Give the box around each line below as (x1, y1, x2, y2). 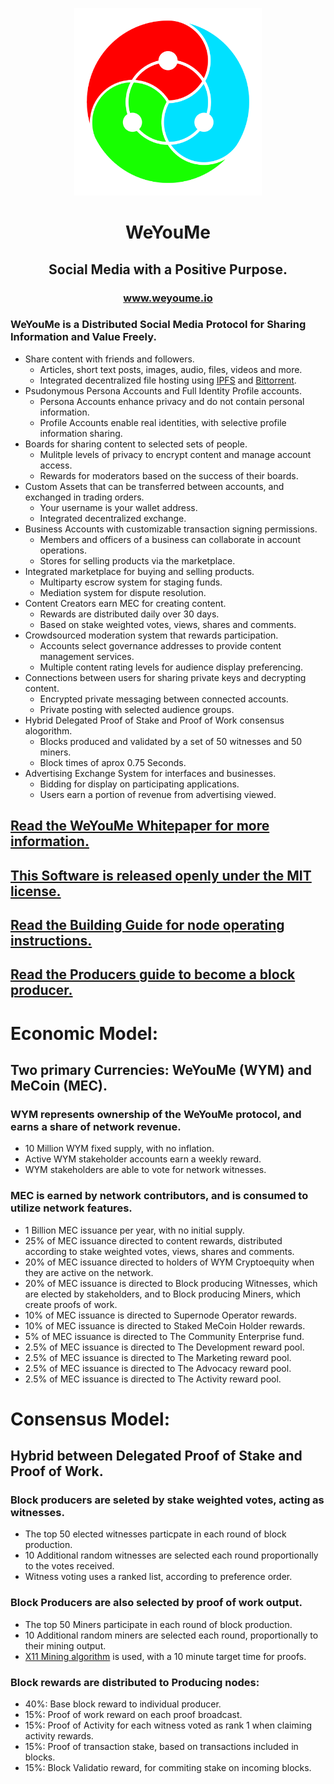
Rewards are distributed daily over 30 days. (39, 608, 220, 620)
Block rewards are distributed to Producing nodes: (10, 1675, 260, 1689)
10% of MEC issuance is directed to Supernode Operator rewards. (24, 1309, 297, 1321)
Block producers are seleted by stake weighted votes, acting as (10, 1493, 325, 1507)
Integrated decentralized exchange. (39, 512, 187, 524)
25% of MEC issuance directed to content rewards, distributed (24, 1234, 283, 1247)
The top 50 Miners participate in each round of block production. (24, 1618, 293, 1630)
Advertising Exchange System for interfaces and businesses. (24, 767, 277, 779)
